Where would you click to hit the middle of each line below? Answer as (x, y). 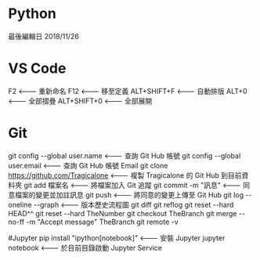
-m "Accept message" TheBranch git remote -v (102, 222)
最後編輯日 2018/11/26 (44, 36)
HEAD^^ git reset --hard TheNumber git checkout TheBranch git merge (123, 213)
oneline (20, 204)
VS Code (37, 69)
